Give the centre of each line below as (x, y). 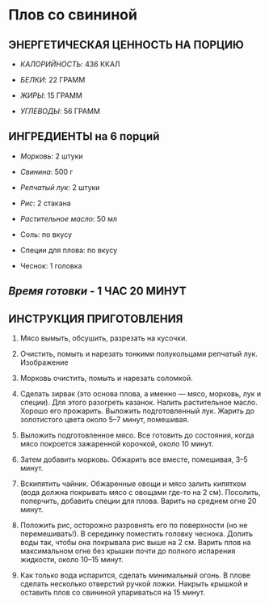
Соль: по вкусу (46, 234)
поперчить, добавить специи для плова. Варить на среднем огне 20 (138, 501)
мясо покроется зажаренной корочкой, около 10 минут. (117, 444)
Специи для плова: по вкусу (69, 250)
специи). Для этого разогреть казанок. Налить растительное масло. (139, 403)
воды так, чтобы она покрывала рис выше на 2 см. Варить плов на (136, 543)
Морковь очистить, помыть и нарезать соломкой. (107, 379)
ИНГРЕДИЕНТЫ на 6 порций (84, 136)
